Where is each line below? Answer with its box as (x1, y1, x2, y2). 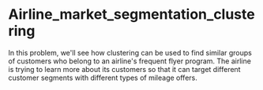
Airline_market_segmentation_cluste (8, 5, 255, 23)
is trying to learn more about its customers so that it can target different (8, 64, 241, 74)
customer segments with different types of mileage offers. (8, 73, 197, 82)
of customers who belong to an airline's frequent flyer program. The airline (8, 56, 251, 66)
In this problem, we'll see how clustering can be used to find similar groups (8, 48, 253, 57)
